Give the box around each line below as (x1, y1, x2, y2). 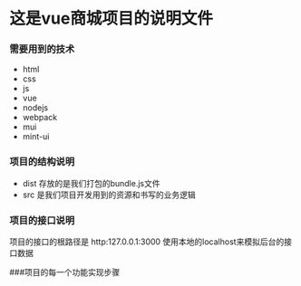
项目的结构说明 (9, 156, 75, 168)
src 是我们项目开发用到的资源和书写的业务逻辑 (22, 189, 197, 200)
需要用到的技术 (9, 43, 75, 55)
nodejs (22, 102, 48, 113)
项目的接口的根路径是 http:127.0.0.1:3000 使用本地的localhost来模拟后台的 (9, 236, 285, 247)
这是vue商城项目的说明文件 (9, 8, 213, 29)
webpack (22, 112, 57, 123)
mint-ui (22, 131, 50, 142)
